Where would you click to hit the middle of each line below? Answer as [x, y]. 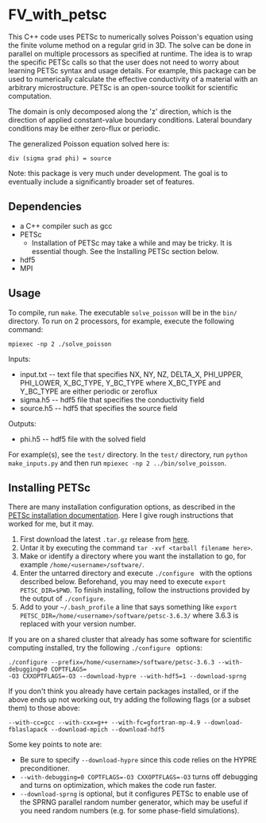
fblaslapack [28, 730]
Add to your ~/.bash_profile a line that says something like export [129, 607]
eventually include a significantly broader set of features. [101, 182]
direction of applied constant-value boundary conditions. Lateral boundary [130, 120]
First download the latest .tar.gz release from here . [104, 539]
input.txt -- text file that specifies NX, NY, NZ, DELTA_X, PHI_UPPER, [131, 374]
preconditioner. [44, 768]
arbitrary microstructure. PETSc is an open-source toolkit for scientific [123, 87]
